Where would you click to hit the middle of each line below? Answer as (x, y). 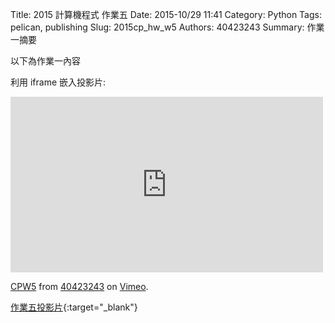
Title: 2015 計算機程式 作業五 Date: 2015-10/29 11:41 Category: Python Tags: (166, 14)
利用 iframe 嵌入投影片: (58, 82)
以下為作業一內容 (45, 61)
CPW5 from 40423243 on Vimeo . (79, 286)
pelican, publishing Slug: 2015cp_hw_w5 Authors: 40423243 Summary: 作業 (167, 27)
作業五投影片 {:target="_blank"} (74, 307)
